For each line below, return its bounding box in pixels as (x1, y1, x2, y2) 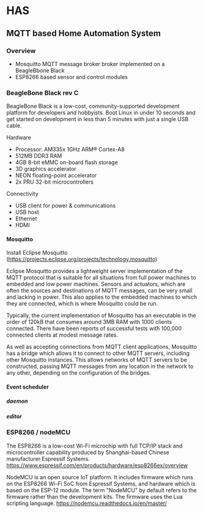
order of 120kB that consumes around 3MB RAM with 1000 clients (6, 318, 172, 326)
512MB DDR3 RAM (15, 152, 62, 160)
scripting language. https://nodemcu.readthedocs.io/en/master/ (6, 500, 167, 507)
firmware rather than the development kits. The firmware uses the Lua (6, 493, 183, 500)
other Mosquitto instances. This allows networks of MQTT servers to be (6, 356, 188, 364)
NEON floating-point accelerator (15, 172, 97, 179)
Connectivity (6, 190, 39, 198)
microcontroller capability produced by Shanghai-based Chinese (6, 448, 169, 456)
